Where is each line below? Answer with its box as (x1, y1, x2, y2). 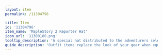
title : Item (5, 20, 29, 25)
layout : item (5, 7, 32, 12)
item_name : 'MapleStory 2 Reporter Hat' (5, 29, 88, 34)
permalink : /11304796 (5, 12, 49, 16)
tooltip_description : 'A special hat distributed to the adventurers (5, 38, 149, 43)
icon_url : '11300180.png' (5, 34, 57, 39)
